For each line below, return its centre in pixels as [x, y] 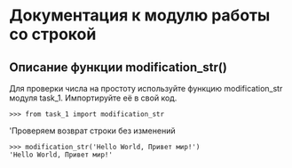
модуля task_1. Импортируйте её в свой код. [93, 98]
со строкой [53, 34]
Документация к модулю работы [140, 16]
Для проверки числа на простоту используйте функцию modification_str [146, 88]
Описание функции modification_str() [118, 67]
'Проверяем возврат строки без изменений [92, 131]
